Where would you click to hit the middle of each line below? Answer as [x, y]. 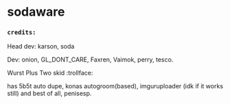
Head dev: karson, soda [41, 47]
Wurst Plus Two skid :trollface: [50, 73]
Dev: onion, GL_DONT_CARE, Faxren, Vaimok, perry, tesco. [90, 60]
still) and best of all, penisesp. [49, 94]
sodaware [36, 12]
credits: [22, 32]
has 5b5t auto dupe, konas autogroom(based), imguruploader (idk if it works [115, 86]
